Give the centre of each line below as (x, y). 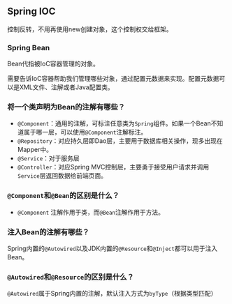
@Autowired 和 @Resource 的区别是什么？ (71, 277)
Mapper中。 (35, 150)
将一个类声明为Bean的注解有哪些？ (66, 107)
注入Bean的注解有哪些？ (48, 231)
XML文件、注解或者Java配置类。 (66, 87)
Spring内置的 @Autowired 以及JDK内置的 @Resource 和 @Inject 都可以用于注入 (113, 248)
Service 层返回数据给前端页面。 (62, 176)
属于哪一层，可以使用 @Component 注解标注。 (85, 132)
